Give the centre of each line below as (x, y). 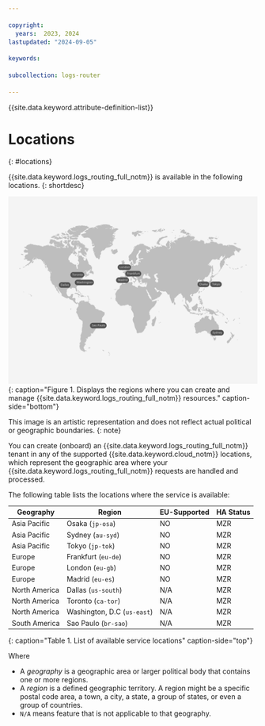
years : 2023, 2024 (47, 33)
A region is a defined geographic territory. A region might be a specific (135, 688)
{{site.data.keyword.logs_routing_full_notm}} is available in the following (125, 177)
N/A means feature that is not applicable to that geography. (115, 713)
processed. (26, 479)
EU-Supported (184, 513)
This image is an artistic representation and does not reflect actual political (130, 421)
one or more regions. (54, 680)
